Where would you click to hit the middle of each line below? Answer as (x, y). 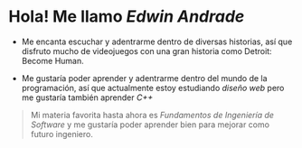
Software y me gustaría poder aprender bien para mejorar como (150, 125)
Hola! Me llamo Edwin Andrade (127, 17)
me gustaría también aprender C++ (87, 97)
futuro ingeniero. (62, 134)
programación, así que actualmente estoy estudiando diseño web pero (153, 88)
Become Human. (52, 60)
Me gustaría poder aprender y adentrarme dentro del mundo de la (144, 78)
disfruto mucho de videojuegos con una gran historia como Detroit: (146, 51)
